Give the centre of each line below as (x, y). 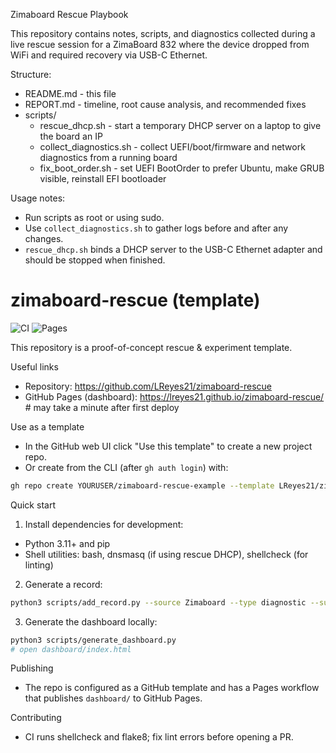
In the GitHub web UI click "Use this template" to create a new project (168, 446)
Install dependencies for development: (104, 524)
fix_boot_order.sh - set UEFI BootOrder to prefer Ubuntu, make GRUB (182, 168)
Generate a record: (63, 584)
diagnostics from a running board (108, 157)
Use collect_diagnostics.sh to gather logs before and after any (156, 228)
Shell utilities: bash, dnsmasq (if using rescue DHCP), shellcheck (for (166, 554)
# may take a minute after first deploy (102, 407)
